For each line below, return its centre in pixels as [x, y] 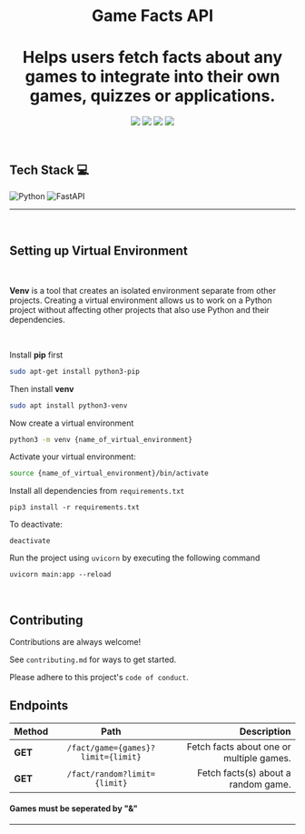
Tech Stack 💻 [49, 170]
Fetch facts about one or [239, 747]
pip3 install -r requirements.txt [75, 507]
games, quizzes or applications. [152, 96]
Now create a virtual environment [72, 423]
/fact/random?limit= [111, 774]
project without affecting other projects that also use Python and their [139, 309]
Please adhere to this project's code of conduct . [99, 678]
